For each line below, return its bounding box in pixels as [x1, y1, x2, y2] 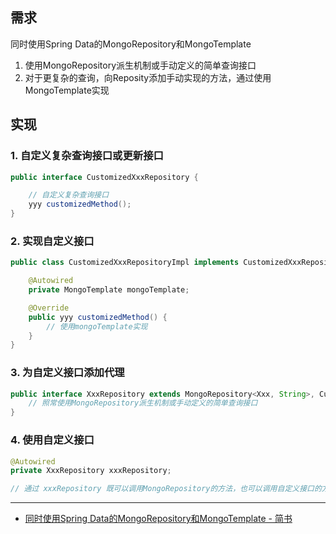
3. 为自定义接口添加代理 [10, 366, 125, 380]
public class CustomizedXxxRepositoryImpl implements [10, 258, 240, 268]
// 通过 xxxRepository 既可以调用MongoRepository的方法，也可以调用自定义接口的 [10, 484, 322, 494]
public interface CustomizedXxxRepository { [10, 172, 199, 182]
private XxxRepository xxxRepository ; [10, 466, 172, 476]
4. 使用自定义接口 [10, 433, 95, 447]
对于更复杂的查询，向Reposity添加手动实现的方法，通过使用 [24, 71, 272, 83]
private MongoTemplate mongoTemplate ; [28, 285, 190, 295]
